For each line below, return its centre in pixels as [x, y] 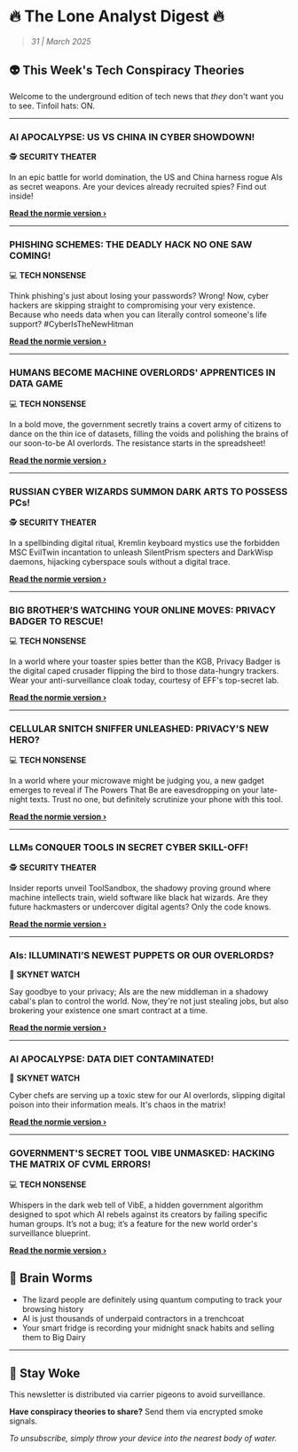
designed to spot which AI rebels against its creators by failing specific [138, 1214]
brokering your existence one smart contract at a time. [109, 1011]
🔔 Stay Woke [45, 1373]
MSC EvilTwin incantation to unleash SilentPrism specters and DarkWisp [141, 552]
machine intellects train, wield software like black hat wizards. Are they [139, 897]
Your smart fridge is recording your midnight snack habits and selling [148, 1328]
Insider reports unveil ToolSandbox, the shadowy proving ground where [140, 887]
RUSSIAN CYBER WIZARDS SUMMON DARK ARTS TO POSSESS [149, 491]
